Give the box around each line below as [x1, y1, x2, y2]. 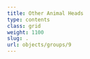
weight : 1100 [7, 28, 44, 36]
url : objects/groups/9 [7, 41, 72, 48]
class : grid [7, 22, 41, 29]
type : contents [7, 16, 50, 23]
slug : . [7, 35, 29, 42]
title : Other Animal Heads [7, 9, 84, 17]
